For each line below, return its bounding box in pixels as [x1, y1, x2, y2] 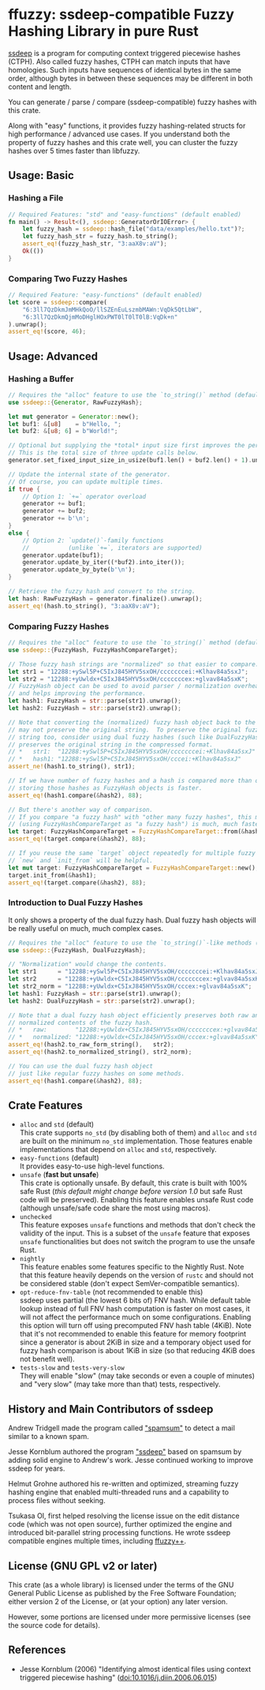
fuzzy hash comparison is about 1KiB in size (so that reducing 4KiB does [19, 1346, 256, 1355]
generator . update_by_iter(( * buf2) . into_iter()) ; [22, 559, 185, 566]
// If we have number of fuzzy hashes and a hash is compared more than [8, 777, 252, 785]
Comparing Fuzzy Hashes [8, 621, 110, 632]
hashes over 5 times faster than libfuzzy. [8, 146, 140, 155]
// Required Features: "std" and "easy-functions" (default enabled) [8, 211, 242, 219]
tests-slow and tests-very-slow [19, 1363, 125, 1372]
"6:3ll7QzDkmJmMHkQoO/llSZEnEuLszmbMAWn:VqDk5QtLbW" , [22, 305, 203, 313]
